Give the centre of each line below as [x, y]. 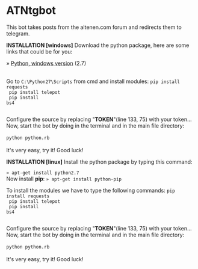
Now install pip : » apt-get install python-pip [64, 179]
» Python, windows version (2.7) [46, 63]
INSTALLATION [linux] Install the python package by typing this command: [99, 162]
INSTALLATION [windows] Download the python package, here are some [98, 45]
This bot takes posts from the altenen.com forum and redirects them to [94, 27]
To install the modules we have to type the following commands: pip [91, 190]
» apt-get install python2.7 [43, 173]
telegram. [18, 33]
